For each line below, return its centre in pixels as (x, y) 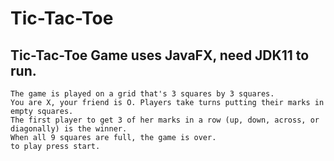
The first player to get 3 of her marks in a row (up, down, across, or (165, 120)
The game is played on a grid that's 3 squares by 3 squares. (142, 94)
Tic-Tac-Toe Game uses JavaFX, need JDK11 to (160, 55)
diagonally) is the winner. (69, 129)
